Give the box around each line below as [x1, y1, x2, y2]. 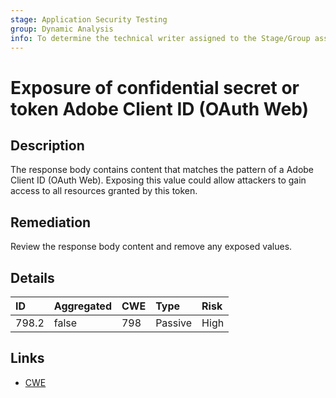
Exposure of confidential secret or [10, 76, 300, 99]
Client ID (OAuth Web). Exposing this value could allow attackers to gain [10, 174, 307, 186]
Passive [155, 316, 193, 330]
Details [10, 269, 55, 286]
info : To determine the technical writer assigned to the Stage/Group [10, 33, 311, 43]
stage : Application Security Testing [10, 14, 168, 25]
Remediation [10, 214, 92, 231]
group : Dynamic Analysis [10, 24, 114, 34]
